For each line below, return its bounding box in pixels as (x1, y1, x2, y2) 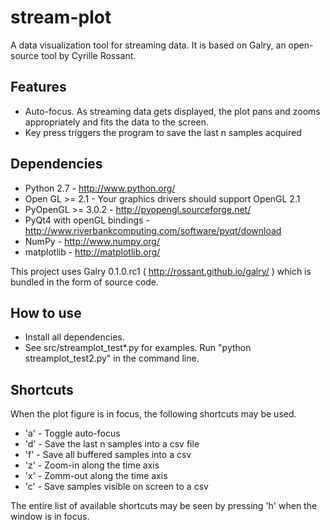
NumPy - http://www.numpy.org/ (24, 235, 160, 247)
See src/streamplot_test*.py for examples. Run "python (24, 342, 252, 354)
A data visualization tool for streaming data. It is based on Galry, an (10, 39, 287, 51)
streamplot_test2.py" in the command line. (24, 352, 200, 365)
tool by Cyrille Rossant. (41, 49, 137, 61)
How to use (10, 304, 82, 321)
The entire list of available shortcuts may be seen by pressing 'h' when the (10, 500, 318, 512)
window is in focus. (10, 511, 90, 523)
